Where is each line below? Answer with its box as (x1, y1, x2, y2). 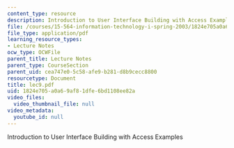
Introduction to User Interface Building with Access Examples (7, 133, 183, 141)
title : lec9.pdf (7, 81, 54, 88)
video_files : (7, 94, 45, 101)
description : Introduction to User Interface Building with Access (7, 17, 208, 24)
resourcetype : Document (7, 74, 77, 82)
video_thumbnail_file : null (13, 101, 95, 108)
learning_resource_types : (7, 36, 82, 43)
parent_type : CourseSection (7, 62, 89, 69)
